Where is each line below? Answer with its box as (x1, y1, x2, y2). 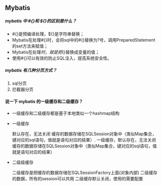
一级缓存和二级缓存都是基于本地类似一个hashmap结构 (12, 110, 120, 116)
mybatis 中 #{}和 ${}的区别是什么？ (5, 18, 76, 24)
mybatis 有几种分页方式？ (5, 67, 57, 73)
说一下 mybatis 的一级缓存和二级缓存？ (5, 98, 83, 104)
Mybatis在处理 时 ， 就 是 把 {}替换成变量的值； (12, 49, 100, 55)
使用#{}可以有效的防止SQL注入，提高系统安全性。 (12, 55, 112, 61)
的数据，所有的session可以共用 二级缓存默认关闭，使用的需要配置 (12, 175, 144, 181)
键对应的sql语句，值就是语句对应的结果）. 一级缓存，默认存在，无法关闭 (12, 137, 156, 142)
